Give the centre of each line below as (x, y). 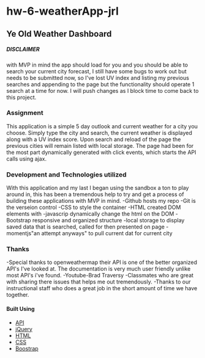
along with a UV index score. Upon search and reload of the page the (94, 139)
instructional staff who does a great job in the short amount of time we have (102, 288)
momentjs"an (23, 233)
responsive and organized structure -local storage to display (109, 221)
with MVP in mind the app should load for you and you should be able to (97, 65)
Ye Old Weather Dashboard (59, 34)
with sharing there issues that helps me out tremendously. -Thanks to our (99, 282)
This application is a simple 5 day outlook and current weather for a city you (102, 126)
